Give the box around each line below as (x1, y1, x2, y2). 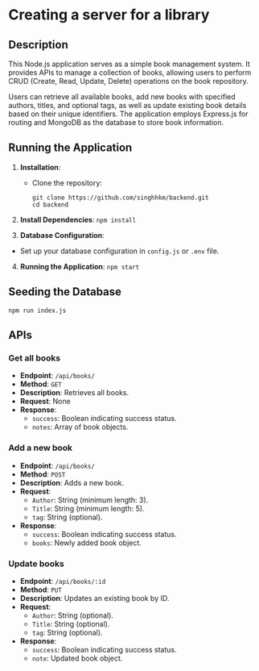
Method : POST (19, 469, 66, 479)
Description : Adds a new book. (19, 477, 125, 487)
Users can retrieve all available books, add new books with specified (8, 92, 236, 102)
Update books (8, 558, 64, 569)
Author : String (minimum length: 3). (31, 494, 149, 505)
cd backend (31, 200, 69, 209)
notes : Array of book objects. (31, 422, 129, 432)
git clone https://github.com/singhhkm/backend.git (31, 194, 209, 202)
